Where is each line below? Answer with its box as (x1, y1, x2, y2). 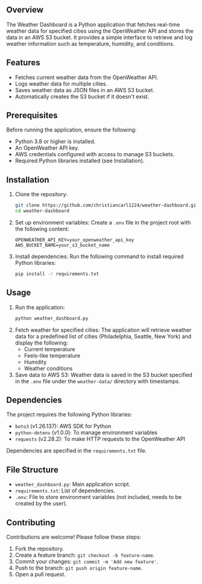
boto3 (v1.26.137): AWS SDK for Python (14, 422, 112, 430)
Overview (6, 5, 44, 15)
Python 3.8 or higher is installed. (14, 138, 96, 145)
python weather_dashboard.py (14, 315, 89, 322)
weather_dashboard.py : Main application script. (14, 481, 131, 488)
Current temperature (24, 345, 75, 352)
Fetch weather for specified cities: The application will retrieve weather (14, 326, 192, 334)
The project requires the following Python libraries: (6, 411, 133, 418)
